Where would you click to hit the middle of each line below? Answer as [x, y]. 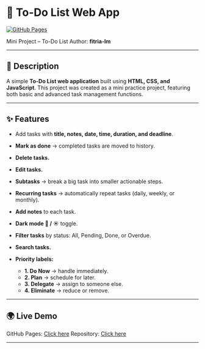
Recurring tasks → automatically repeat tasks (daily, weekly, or [95, 193]
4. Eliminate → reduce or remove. [67, 290]
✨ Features [28, 119]
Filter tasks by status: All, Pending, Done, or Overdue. [83, 235]
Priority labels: [34, 259]
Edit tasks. [29, 169]
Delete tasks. [32, 157]
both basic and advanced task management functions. [75, 94]
